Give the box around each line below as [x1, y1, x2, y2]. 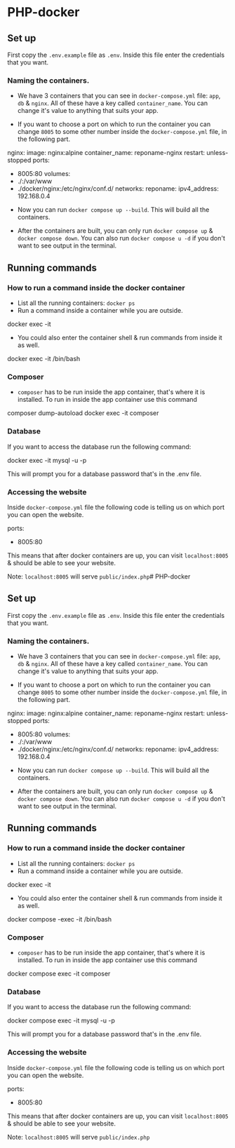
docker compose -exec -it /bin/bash [7, 914, 112, 923]
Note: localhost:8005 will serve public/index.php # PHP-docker [7, 572, 191, 581]
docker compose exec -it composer [7, 969, 111, 978]
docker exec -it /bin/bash [7, 354, 81, 363]
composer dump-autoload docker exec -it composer [7, 409, 159, 417]
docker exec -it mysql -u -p [7, 456, 87, 464]
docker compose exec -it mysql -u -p [7, 1016, 116, 1025]
